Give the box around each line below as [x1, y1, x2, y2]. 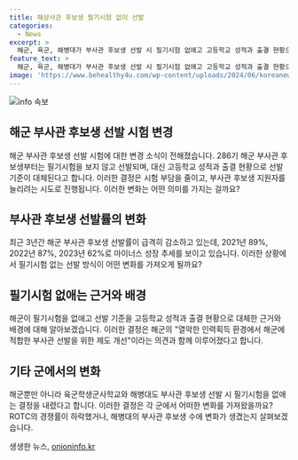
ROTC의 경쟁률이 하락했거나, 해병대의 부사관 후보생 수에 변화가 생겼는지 [9, 411, 258, 422]
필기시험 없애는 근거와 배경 [9, 288, 146, 303]
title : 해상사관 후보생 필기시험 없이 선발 [9, 12, 145, 22]
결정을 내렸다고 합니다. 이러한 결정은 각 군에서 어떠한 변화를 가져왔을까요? [18, 401, 273, 410]
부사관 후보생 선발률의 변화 [9, 211, 146, 226]
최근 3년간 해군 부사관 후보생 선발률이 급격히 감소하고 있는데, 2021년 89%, [9, 237, 269, 248]
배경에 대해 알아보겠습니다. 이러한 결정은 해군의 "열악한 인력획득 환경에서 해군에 [9, 324, 286, 335]
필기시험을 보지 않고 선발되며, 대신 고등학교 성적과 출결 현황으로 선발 [47, 161, 284, 171]
